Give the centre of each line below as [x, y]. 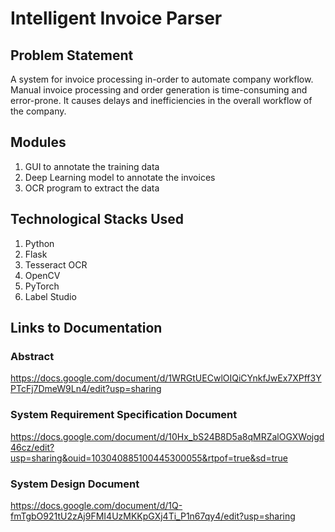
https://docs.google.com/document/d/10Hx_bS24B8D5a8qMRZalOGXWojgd [167, 436]
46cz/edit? [32, 447]
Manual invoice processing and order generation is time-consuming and [159, 90]
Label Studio [50, 296]
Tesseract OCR [56, 264]
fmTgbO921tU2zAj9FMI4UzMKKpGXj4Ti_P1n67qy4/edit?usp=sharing [153, 516]
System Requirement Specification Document [124, 415]
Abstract [32, 356]
